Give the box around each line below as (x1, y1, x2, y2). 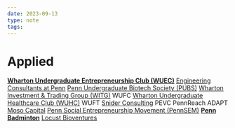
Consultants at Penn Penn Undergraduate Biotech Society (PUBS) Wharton (7, 84, 224, 92)
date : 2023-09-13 (7, 10, 58, 17)
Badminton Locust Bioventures (7, 113, 98, 122)
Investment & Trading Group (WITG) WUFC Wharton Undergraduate (7, 92, 203, 100)
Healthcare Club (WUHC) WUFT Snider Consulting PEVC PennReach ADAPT (7, 99, 228, 107)
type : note (7, 17, 39, 24)
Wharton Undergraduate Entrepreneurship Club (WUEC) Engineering (7, 76, 211, 85)
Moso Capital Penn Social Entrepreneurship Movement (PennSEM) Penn (7, 106, 217, 115)
